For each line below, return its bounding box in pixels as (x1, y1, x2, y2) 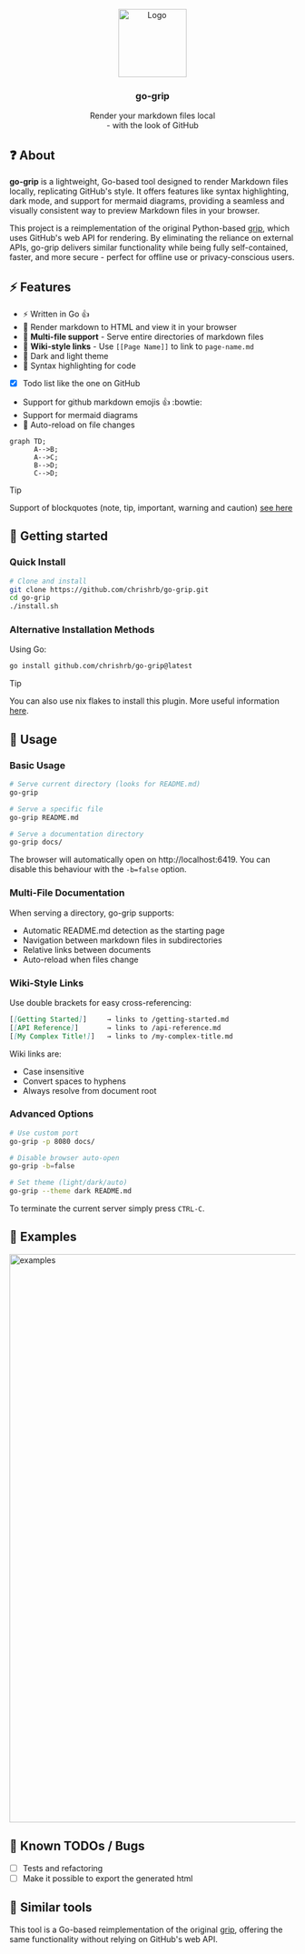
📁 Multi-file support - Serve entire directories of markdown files (22, 331, 264, 342)
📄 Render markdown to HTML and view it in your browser (22, 321, 238, 332)
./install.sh (9, 602, 59, 611)
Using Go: (9, 644, 47, 655)
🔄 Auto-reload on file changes (22, 419, 135, 430)
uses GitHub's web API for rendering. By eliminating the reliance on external (9, 233, 294, 244)
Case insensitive (22, 1066, 84, 1077)
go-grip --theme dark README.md (9, 1187, 132, 1196)
